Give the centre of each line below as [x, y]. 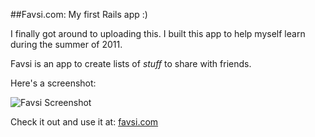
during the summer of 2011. [66, 44]
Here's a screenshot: [53, 83]
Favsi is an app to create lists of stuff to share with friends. [131, 63]
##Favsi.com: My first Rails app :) [79, 14]
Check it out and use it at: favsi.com [84, 122]
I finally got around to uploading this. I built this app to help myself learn [158, 33]
